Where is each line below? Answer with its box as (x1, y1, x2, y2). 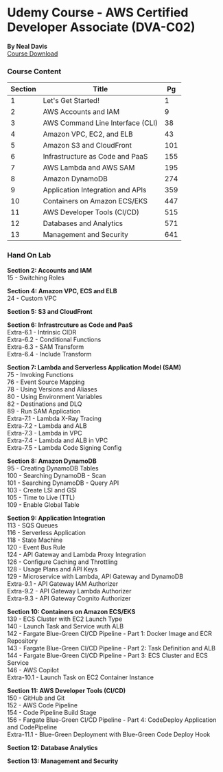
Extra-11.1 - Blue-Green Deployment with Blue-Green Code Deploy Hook (7, 730, 211, 738)
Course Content (7, 67, 62, 76)
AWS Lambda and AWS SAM (43, 163, 135, 172)
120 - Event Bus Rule (7, 543, 66, 551)
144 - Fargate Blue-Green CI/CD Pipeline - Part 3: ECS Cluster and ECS (7, 651, 208, 659)
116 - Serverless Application (7, 528, 86, 536)
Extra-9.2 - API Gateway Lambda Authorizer (7, 587, 132, 595)
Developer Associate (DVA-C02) (7, 19, 196, 35)
